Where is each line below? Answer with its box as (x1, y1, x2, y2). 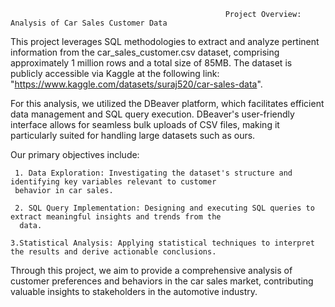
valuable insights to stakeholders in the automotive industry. (10, 286, 258, 297)
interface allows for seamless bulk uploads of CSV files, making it (10, 119, 280, 130)
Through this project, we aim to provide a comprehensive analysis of (10, 265, 293, 276)
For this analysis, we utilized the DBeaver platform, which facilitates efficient (10, 98, 325, 109)
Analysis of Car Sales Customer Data (10, 18, 168, 28)
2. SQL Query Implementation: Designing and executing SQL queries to (14, 203, 315, 213)
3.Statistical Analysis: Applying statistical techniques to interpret (10, 238, 315, 248)
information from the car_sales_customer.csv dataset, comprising (10, 46, 280, 58)
